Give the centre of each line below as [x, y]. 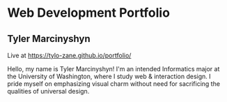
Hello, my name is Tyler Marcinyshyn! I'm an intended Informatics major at [113, 69]
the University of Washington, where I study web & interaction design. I [109, 76]
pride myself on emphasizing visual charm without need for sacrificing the [114, 84]
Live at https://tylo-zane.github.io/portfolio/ [69, 55]
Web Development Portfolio [89, 13]
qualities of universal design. [48, 91]
